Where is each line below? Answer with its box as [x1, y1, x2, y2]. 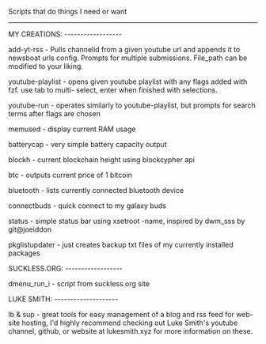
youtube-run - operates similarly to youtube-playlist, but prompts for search [8, 100, 256, 110]
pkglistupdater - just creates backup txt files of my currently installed [8, 240, 234, 249]
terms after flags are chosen [8, 109, 101, 118]
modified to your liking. [8, 62, 83, 70]
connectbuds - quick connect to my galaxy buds [8, 201, 166, 210]
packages [8, 248, 41, 258]
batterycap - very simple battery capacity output [8, 140, 168, 149]
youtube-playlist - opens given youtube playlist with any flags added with [8, 77, 248, 86]
